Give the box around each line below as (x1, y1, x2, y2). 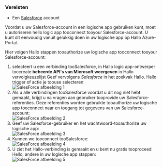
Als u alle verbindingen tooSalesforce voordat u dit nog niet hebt (12, 89, 141, 96)
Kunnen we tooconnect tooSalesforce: (12, 136, 88, 142)
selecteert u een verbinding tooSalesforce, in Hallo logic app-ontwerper (12, 64, 156, 69)
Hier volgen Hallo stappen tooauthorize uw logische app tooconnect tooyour (5, 49, 157, 55)
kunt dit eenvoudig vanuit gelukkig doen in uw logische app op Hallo (5, 34, 141, 40)
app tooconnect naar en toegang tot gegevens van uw (12, 105, 120, 111)
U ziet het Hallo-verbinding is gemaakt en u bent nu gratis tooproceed (12, 146, 152, 152)
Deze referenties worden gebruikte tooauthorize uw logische (36, 100, 157, 106)
